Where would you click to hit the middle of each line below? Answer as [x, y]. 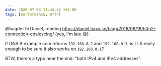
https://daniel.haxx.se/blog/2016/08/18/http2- [109, 28]
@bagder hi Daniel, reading [33, 28]
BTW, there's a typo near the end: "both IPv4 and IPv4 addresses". [73, 58]
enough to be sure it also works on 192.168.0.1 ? [55, 49]
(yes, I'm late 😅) [72, 34]
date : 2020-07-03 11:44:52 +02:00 [41, 10]
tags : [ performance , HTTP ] [33, 14]
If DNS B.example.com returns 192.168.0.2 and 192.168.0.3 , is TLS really [80, 43]
